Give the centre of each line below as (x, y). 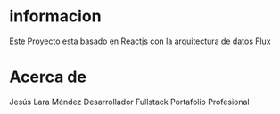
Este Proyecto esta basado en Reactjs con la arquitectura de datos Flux (140, 41)
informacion (55, 16)
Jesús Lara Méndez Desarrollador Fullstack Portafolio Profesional (129, 102)
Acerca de (48, 77)
